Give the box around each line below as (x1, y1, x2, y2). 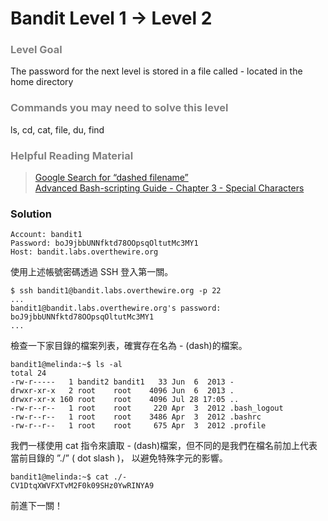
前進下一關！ (10, 500, 63, 512)
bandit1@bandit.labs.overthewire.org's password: (10, 303, 222, 314)
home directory (10, 76, 74, 88)
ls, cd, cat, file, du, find (10, 123, 105, 136)
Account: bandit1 (10, 230, 83, 240)
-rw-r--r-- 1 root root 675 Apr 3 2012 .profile (10, 421, 267, 431)
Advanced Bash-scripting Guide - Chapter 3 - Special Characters (34, 182, 305, 194)
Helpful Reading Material (10, 148, 134, 162)
